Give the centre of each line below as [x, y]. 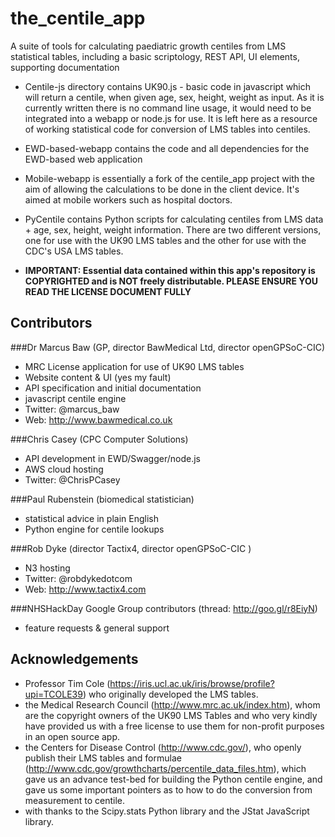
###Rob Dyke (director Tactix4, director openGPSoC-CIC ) [131, 548]
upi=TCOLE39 [53, 694]
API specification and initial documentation [113, 388]
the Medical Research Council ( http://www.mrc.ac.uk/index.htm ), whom [172, 704]
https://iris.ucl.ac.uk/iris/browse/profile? [192, 683]
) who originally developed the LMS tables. [170, 694]
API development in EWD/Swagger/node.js [112, 458]
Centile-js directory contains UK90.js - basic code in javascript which [168, 86]
